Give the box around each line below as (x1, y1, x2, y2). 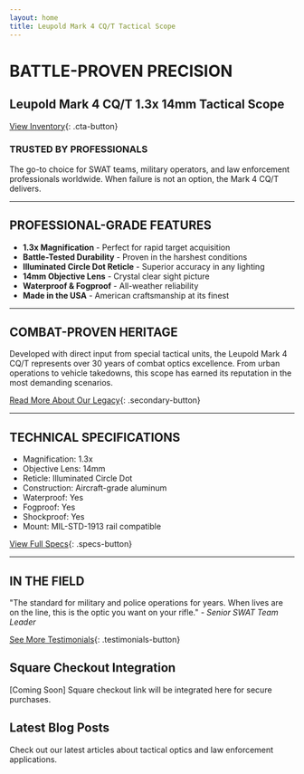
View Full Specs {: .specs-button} (9, 539, 133, 549)
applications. (9, 753, 57, 765)
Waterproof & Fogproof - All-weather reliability (22, 280, 199, 291)
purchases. (9, 693, 52, 704)
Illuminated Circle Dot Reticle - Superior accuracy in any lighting (22, 261, 265, 272)
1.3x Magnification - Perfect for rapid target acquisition (22, 242, 231, 253)
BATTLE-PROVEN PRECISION (9, 61, 233, 81)
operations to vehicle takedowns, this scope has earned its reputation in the (9, 368, 292, 378)
